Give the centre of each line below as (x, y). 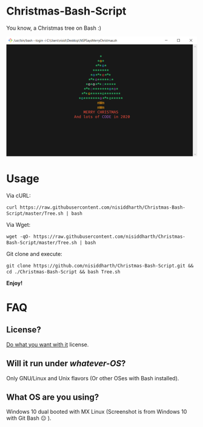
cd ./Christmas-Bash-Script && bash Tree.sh (63, 272)
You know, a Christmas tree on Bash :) (54, 28)
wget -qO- (19, 237)
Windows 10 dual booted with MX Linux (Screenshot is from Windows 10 (97, 412)
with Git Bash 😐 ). (29, 418)
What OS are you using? (53, 397)
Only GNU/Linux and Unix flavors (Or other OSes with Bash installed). (93, 378)
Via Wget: (18, 224)
